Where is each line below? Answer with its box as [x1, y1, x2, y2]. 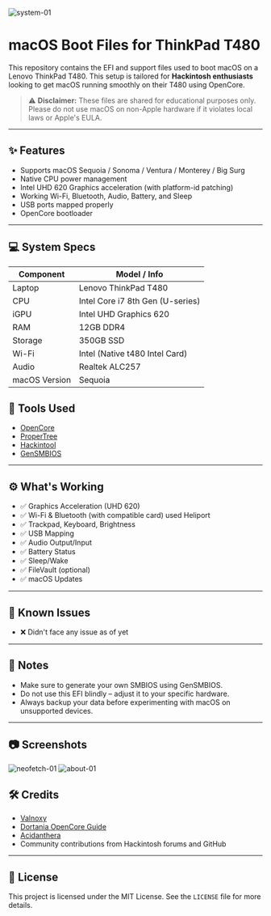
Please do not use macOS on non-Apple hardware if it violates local [27, 104, 252, 113]
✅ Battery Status [19, 547, 76, 557]
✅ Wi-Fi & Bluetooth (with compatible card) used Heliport [19, 511, 211, 520]
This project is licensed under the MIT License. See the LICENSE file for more [8, 892, 261, 901]
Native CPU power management [19, 174, 127, 184]
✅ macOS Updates [19, 575, 83, 584]
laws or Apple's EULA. [27, 112, 102, 122]
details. [8, 901, 33, 910]
